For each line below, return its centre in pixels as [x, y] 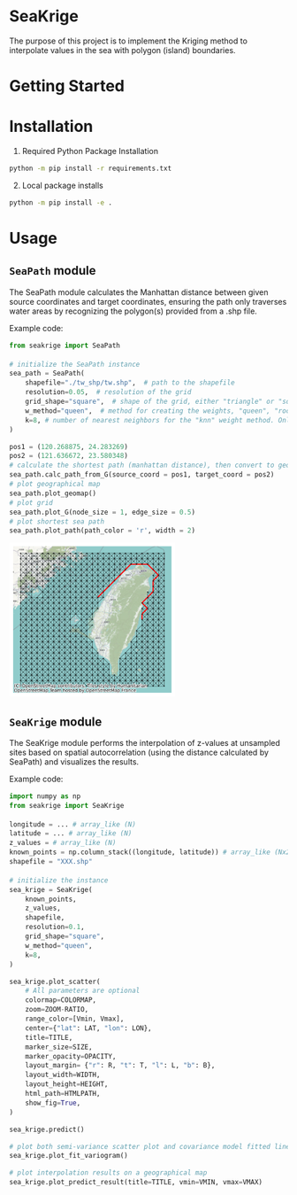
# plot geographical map [55, 485]
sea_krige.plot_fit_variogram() [69, 1156]
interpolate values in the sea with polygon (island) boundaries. [122, 50]
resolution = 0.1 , [55, 927]
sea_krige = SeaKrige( [51, 889]
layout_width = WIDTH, [63, 1075]
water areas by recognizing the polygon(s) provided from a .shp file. [133, 311]
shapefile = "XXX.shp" [51, 862]
